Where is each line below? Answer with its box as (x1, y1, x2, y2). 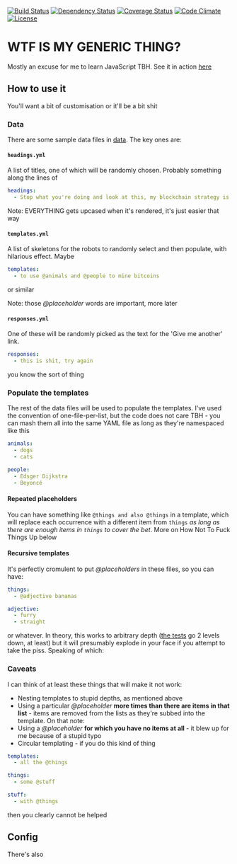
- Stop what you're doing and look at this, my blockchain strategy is (13, 194, 230, 201)
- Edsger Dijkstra (13, 473, 69, 480)
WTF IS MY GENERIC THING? (7, 39, 182, 55)
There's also (7, 850, 44, 858)
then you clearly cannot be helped (7, 810, 108, 819)
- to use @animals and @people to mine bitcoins (13, 272, 160, 280)
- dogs (13, 447, 33, 454)
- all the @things (13, 759, 69, 766)
